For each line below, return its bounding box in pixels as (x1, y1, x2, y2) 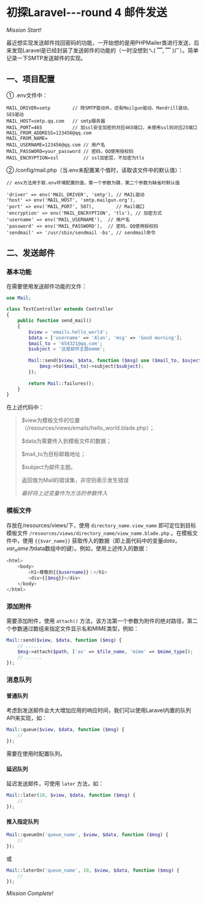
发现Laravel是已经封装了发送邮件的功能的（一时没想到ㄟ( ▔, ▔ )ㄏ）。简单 (11, 47, 199, 54)
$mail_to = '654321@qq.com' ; (28, 340, 103, 347)
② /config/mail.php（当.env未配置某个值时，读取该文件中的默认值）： (6, 166, 183, 174)
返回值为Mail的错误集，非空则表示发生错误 (21, 476, 129, 484)
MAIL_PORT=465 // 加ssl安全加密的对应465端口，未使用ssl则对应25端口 (6, 124, 197, 131)
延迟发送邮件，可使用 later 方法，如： (6, 780, 104, 788)
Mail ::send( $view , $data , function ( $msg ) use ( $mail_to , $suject (28, 357, 202, 364)
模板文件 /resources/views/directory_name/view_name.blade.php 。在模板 (6, 529, 193, 537)
